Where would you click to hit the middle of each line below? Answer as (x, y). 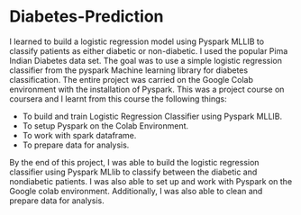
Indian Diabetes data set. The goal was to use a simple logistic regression (146, 60)
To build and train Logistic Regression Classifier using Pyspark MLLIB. (152, 116)
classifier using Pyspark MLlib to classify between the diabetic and (133, 172)
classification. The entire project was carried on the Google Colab (132, 79)
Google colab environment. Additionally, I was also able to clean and (136, 191)
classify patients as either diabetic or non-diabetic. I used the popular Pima (149, 50)
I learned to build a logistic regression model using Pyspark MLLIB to (137, 41)
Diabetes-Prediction (87, 17)
